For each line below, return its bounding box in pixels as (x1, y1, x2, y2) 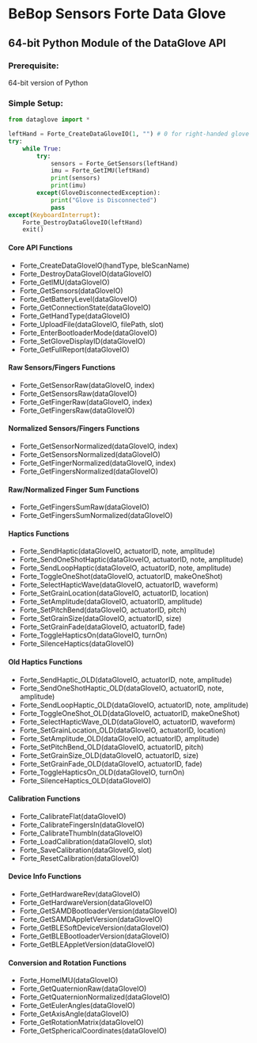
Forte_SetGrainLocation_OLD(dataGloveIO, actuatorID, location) (19, 725, 226, 735)
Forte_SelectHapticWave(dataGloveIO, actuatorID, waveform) (19, 580, 219, 590)
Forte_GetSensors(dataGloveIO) (19, 286, 124, 295)
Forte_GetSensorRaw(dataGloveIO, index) (19, 380, 156, 390)
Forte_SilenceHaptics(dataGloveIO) (19, 639, 134, 649)
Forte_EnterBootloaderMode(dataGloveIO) (19, 328, 158, 337)
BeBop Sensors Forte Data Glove (8, 5, 227, 23)
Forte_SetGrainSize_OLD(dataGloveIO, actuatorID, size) (19, 750, 199, 760)
